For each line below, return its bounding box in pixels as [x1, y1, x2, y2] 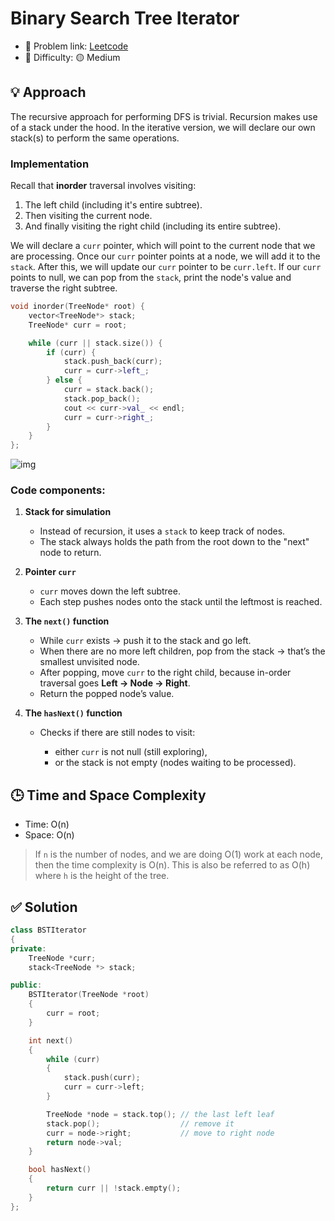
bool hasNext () [28, 1165, 92, 1175]
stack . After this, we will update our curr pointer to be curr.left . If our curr [10, 261, 322, 273]
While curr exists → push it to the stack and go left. [39, 635, 252, 647]
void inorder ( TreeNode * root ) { [10, 302, 145, 312]
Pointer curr [24, 566, 77, 578]
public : [10, 980, 43, 991]
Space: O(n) [24, 829, 75, 841]
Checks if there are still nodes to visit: [39, 727, 196, 739]
